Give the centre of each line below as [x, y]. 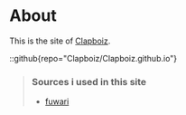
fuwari [57, 101]
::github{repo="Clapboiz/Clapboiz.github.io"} [93, 58]
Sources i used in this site [89, 81]
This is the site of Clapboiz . [60, 41]
